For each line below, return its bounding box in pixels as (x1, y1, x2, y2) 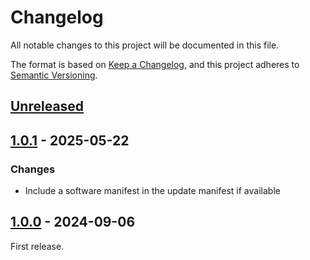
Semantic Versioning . (10, 69, 98, 81)
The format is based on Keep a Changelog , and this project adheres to (10, 58, 300, 70)
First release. (10, 240, 65, 252)
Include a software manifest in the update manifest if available (24, 185, 281, 197)
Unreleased (10, 98, 85, 115)
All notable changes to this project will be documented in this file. (10, 39, 280, 51)
